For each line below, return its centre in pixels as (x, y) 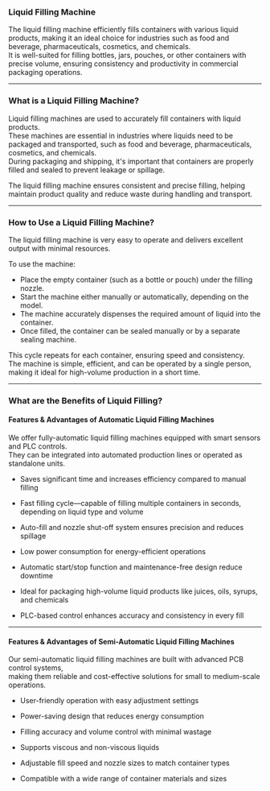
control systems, (36, 668)
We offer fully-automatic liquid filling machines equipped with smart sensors (135, 438)
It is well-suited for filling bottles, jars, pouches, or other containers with (127, 56)
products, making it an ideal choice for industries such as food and (119, 38)
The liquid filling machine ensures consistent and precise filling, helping (127, 185)
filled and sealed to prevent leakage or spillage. (87, 170)
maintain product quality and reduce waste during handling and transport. (131, 194)
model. (31, 305)
